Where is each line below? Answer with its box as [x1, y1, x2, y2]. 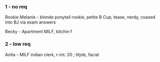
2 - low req [5, 41, 31, 48]
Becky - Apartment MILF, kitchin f [5, 29, 73, 35]
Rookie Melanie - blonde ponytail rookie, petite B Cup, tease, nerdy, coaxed [5, 14, 156, 20]
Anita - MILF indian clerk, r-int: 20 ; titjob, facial [5, 51, 99, 57]
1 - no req [5, 3, 28, 10]
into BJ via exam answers [5, 19, 56, 25]
